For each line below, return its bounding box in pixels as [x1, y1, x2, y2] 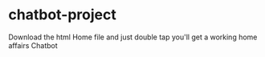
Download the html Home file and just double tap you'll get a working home [8, 32, 258, 42]
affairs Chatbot [8, 40, 58, 50]
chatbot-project [8, 6, 116, 24]
